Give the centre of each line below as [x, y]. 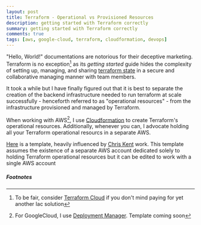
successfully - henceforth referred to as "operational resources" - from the [99, 101]
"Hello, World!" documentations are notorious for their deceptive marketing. [100, 57]
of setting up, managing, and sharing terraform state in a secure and [90, 70]
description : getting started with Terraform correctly [77, 23]
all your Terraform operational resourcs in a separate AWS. [79, 133]
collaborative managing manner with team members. [71, 77]
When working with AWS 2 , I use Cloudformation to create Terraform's [92, 119]
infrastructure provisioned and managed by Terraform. [73, 107]
